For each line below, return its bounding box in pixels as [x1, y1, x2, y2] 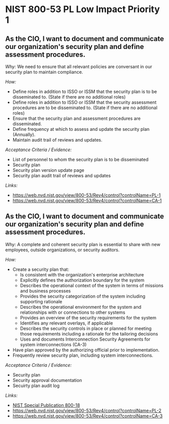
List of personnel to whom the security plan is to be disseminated [12, 157, 149, 162]
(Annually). [12, 131, 36, 137]
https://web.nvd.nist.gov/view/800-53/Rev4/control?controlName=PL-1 [12, 192, 161, 198]
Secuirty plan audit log [12, 383, 60, 389]
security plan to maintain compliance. [5, 69, 83, 75]
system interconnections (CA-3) [20, 341, 87, 347]
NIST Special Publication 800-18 [12, 402, 80, 408]
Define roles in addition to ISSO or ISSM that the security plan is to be [12, 88, 157, 95]
